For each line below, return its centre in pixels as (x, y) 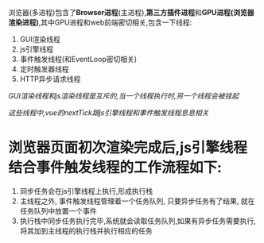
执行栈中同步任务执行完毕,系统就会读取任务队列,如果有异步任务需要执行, (138, 221)
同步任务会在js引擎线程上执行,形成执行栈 (86, 191)
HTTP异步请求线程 (50, 79)
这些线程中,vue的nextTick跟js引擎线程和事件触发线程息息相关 (109, 113)
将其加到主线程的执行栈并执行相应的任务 (86, 230)
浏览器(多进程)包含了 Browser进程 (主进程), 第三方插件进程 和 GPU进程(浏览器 (131, 12)
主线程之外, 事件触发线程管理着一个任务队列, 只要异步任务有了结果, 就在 (137, 201)
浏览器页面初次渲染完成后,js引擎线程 (128, 148)
